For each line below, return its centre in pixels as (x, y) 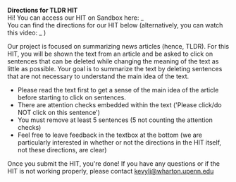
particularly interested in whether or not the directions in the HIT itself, (119, 142)
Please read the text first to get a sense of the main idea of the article (118, 90)
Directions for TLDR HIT (43, 10)
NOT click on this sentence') (59, 113)
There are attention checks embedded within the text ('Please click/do (119, 105)
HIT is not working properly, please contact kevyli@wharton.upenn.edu (111, 171)
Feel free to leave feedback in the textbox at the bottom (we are (110, 135)
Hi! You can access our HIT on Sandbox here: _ (76, 18)
